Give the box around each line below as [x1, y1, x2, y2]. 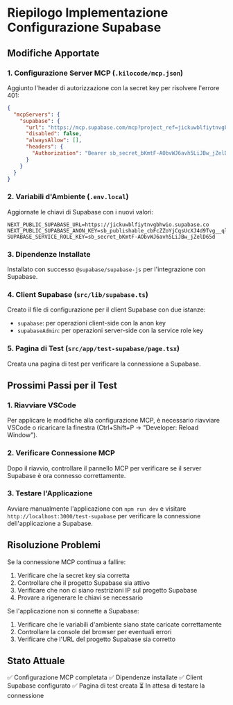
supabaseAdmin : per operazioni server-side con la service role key [17, 326, 203, 334]
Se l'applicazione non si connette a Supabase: [7, 606, 139, 615]
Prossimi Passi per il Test [7, 380, 118, 391]
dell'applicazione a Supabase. [7, 519, 94, 527]
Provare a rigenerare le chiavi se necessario [17, 593, 144, 602]
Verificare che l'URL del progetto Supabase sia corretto [17, 635, 175, 643]
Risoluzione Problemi [7, 539, 101, 551]
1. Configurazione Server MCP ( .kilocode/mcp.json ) [7, 68, 184, 78]
